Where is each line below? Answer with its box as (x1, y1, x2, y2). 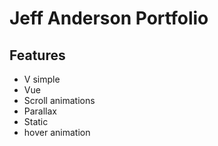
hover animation (23, 127, 91, 138)
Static (23, 116, 49, 127)
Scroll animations (23, 95, 96, 106)
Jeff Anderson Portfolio (9, 7, 209, 30)
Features (9, 47, 66, 64)
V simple (23, 73, 61, 85)
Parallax (23, 105, 58, 117)
